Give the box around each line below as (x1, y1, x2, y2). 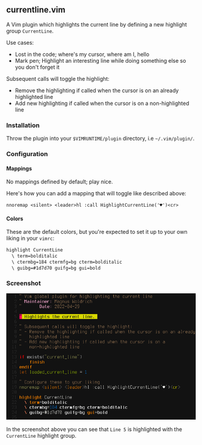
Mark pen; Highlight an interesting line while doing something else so (14, 57, 186, 64)
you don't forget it (14, 63, 60, 71)
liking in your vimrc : (6, 235, 55, 242)
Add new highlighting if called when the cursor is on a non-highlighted (14, 99, 189, 107)
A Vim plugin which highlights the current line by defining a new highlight (6, 21, 188, 28)
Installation (6, 121, 40, 129)
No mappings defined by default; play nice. (6, 178, 113, 186)
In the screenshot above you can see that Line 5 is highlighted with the (6, 426, 182, 433)
